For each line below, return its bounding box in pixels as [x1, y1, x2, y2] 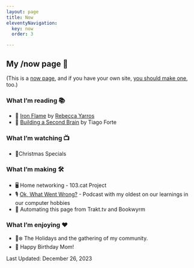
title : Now [6, 14, 34, 20]
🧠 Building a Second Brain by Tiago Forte [14, 118, 117, 126]
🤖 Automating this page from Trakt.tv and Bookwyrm [14, 206, 145, 213]
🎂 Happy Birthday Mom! [14, 243, 74, 251]
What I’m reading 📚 [6, 96, 65, 105]
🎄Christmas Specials [14, 150, 67, 157]
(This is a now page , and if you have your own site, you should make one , [6, 75, 188, 82]
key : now [11, 25, 34, 32]
